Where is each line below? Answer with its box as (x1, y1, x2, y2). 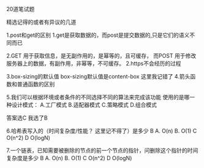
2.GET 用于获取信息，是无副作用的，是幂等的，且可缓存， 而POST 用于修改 (6, 52, 197, 59)
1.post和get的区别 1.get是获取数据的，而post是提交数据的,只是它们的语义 (6, 31, 190, 39)
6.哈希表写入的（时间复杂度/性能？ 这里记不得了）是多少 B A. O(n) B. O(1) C (6, 128, 197, 134)
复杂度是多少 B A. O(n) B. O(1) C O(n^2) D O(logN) (6, 155, 132, 161)
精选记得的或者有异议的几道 (6, 18, 77, 26)
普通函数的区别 (17, 80, 55, 88)
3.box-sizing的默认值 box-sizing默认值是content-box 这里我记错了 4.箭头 (6, 73, 191, 80)
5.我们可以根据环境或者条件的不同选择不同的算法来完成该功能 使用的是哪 (6, 94, 190, 101)
